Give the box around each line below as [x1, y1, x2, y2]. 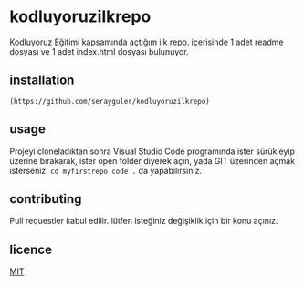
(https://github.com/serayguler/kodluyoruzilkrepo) [9, 97, 210, 106]
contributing [9, 191, 82, 207]
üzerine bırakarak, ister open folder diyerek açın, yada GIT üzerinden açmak [9, 155, 295, 166]
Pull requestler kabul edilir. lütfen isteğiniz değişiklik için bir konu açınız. [9, 216, 278, 227]
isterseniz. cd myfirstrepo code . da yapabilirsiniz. [9, 165, 203, 176]
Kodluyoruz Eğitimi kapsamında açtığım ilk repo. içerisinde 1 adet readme [9, 36, 284, 47]
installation [9, 73, 75, 88]
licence [9, 241, 53, 257]
